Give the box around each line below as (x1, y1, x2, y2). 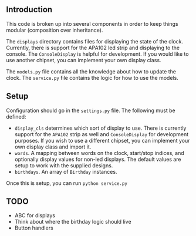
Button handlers (14, 224, 54, 231)
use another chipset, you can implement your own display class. (6, 56, 161, 63)
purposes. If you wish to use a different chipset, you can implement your (14, 137, 190, 144)
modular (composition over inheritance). (6, 26, 103, 33)
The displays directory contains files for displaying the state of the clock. (6, 38, 184, 45)
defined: (6, 113, 26, 120)
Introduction (6, 5, 53, 15)
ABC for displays (14, 212, 56, 219)
